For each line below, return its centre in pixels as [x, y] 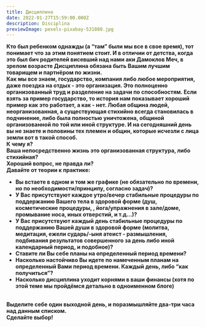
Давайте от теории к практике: [48, 170]
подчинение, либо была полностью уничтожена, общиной [85, 118]
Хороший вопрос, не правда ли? [50, 163]
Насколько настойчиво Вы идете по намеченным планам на [97, 260]
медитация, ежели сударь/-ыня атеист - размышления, [91, 234]
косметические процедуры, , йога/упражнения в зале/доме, [98, 208]
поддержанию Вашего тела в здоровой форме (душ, [86, 201]
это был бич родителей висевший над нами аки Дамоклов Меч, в [95, 59]
